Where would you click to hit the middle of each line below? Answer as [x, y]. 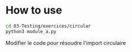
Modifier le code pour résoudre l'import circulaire [66, 43]
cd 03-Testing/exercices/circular [48, 26]
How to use [34, 10]
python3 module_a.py [31, 31]
